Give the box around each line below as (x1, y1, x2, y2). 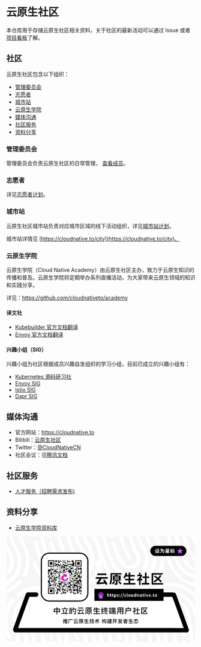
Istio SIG (14, 386, 36, 394)
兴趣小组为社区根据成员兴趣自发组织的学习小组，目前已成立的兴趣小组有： (6, 360, 190, 367)
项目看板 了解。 (6, 34, 43, 41)
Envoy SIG (14, 380, 41, 387)
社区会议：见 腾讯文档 (14, 452, 68, 459)
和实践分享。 (6, 281, 38, 289)
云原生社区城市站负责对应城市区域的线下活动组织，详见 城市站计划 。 (6, 222, 175, 229)
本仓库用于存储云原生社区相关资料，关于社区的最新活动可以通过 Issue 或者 (6, 26, 191, 34)
